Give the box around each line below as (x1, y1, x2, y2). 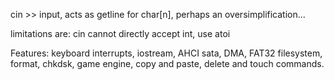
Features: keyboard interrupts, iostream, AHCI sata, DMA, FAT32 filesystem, (10, 47, 323, 59)
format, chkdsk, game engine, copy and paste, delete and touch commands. (10, 58, 325, 69)
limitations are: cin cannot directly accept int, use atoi (10, 28, 231, 39)
